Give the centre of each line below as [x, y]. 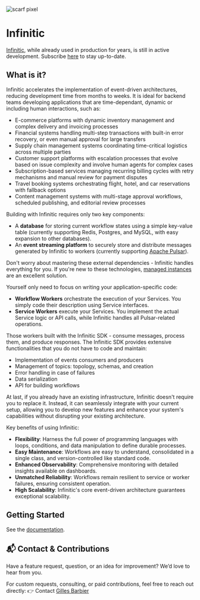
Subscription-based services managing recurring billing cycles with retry [104, 171]
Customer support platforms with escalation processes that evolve [96, 158]
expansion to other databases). [53, 238]
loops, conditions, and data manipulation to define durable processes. [100, 445]
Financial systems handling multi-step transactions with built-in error [99, 133]
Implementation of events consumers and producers [79, 360]
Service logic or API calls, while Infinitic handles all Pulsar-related [95, 317]
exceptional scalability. [43, 496]
